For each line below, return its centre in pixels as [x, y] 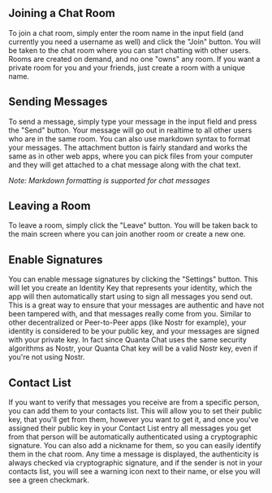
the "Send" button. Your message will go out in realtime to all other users [130, 130]
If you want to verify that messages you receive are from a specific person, [134, 403]
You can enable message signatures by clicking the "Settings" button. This [133, 279]
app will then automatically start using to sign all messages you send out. [131, 297]
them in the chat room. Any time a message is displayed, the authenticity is [134, 454]
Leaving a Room [50, 206]
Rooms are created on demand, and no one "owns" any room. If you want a [134, 59]
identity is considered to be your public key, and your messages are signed [134, 331]
